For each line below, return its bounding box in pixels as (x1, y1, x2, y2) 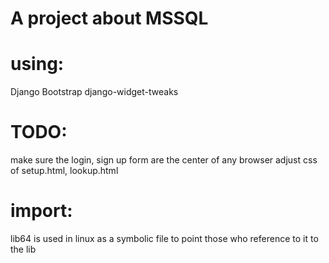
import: (10, 200, 73, 222)
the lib (10, 243, 37, 255)
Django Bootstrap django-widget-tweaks (10, 86, 179, 98)
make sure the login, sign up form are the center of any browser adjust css (10, 154, 318, 166)
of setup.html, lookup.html (10, 165, 119, 177)
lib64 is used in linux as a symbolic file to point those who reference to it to (10, 233, 319, 244)
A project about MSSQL (10, 7, 209, 30)
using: (10, 53, 65, 76)
